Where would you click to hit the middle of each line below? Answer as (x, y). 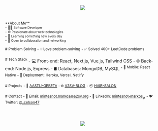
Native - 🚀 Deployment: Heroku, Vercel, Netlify (45, 75)
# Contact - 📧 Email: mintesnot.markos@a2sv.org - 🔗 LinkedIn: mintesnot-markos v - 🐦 (79, 97)
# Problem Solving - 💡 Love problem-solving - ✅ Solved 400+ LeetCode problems (75, 49)
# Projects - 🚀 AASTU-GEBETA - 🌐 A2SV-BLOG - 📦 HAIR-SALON (61, 86)
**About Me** (17, 23)
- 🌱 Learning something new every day (34, 36)
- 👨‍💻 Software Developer (24, 27)
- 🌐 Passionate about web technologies (34, 32)
